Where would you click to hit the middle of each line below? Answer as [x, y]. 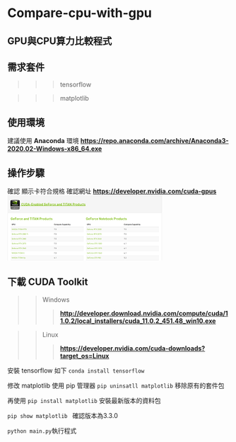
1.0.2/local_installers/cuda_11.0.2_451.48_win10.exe [138, 321]
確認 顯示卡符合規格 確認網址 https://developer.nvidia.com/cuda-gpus [112, 191]
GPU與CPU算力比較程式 [60, 41]
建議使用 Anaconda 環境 [43, 141]
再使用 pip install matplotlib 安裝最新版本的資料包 [84, 400]
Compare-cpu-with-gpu [79, 13]
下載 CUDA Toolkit [48, 282]
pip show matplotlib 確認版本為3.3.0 [63, 415]
